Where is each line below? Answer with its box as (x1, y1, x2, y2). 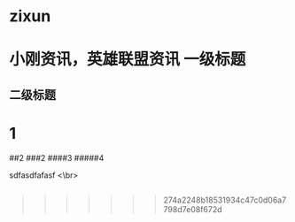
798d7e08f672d (163, 203, 223, 214)
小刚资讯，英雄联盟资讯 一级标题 (9, 50, 246, 70)
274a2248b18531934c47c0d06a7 (163, 195, 287, 205)
